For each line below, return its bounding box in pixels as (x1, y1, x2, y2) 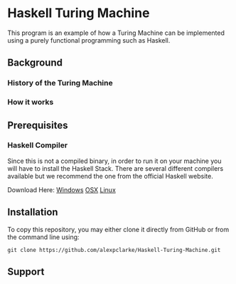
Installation (7, 206, 58, 219)
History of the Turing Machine (7, 78, 113, 88)
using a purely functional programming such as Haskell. (7, 36, 171, 44)
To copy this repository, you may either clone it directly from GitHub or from (7, 225, 230, 233)
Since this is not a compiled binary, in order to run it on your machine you (7, 157, 222, 165)
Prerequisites (7, 119, 68, 131)
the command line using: (7, 233, 80, 241)
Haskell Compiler (7, 140, 68, 150)
